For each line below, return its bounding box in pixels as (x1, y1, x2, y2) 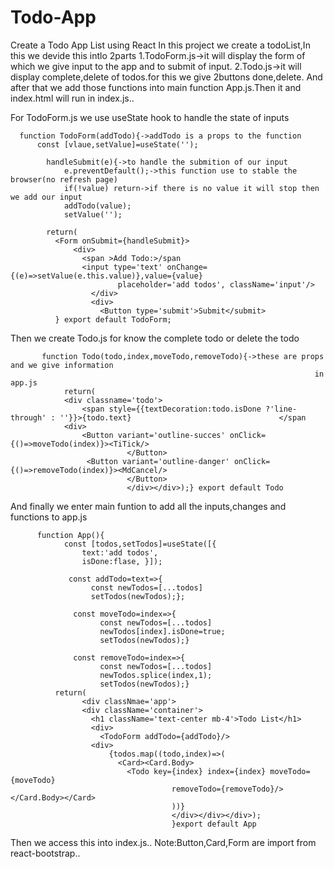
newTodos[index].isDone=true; (99, 626, 226, 636)
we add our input (10, 192, 83, 202)
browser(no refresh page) (10, 174, 118, 185)
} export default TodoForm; (54, 314, 172, 325)
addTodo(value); (63, 201, 132, 211)
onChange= (166, 262, 208, 272)
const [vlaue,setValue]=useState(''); (36, 139, 199, 150)
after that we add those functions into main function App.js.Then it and (10, 81, 302, 93)
